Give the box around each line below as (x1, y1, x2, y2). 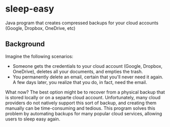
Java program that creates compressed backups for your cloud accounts (5, 20, 159, 26)
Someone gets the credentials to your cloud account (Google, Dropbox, (12, 63, 163, 69)
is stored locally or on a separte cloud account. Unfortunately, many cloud (5, 94, 161, 100)
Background (5, 40, 45, 49)
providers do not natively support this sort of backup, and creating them (5, 100, 157, 106)
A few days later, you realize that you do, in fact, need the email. (12, 79, 148, 85)
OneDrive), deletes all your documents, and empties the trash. (12, 68, 144, 74)
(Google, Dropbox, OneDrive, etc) (5, 25, 76, 31)
